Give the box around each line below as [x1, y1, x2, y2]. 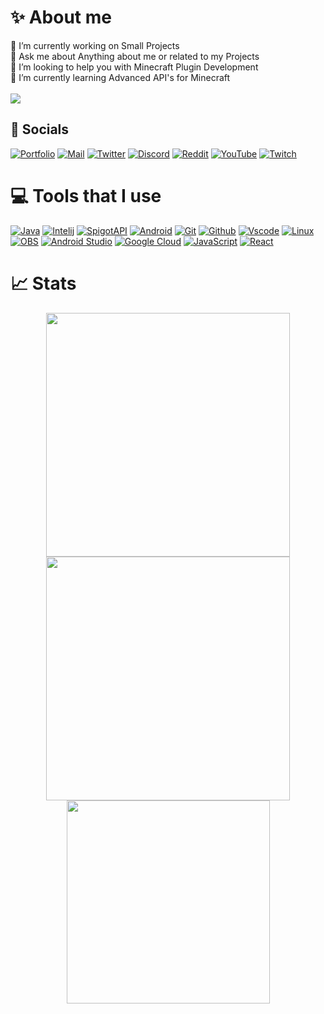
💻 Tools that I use [10, 184, 162, 207]
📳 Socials [10, 121, 70, 138]
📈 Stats [10, 272, 77, 295]
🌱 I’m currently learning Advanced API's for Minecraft [10, 71, 231, 83]
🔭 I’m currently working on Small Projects [10, 39, 180, 51]
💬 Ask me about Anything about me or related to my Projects [10, 50, 260, 62]
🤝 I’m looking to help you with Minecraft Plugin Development [10, 61, 259, 73]
